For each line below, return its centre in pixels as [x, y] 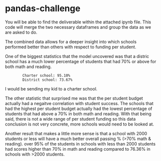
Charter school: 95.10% [46, 75]
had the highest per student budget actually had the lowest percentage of [79, 108]
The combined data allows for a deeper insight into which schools [71, 41]
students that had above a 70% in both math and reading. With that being [78, 114]
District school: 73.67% [48, 80]
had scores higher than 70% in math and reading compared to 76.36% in [78, 149]
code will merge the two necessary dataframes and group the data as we [78, 27]
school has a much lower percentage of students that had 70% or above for [81, 61]
